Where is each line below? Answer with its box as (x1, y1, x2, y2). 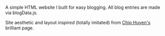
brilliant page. (5, 25, 34, 31)
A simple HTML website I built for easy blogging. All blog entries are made (5, 5, 160, 10)
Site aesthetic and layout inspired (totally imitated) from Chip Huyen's (5, 20, 151, 25)
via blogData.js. (5, 10, 38, 16)
